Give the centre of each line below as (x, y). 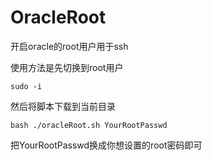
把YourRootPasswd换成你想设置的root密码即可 (106, 145)
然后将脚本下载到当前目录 (63, 106)
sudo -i (26, 86)
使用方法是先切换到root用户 (67, 67)
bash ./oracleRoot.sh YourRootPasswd (89, 125)
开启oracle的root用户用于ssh (69, 46)
